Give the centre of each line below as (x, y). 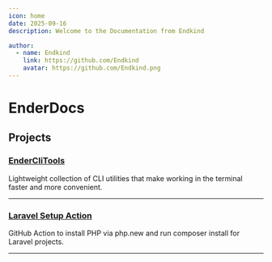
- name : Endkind (43, 53)
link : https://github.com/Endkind (81, 61)
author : (21, 45)
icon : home (27, 16)
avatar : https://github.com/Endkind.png (92, 68)
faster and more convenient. (55, 187)
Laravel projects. (36, 242)
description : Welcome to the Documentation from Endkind (106, 31)
